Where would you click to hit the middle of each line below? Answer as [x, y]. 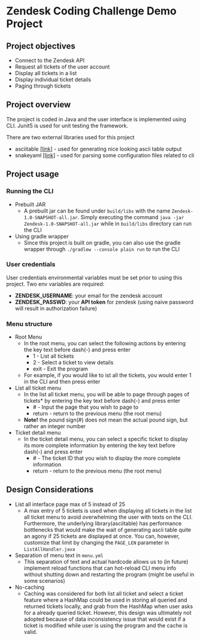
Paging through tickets [43, 86]
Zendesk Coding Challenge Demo [91, 11]
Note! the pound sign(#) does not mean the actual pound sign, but [106, 420]
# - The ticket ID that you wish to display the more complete [107, 458]
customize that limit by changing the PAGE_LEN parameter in [96, 542]
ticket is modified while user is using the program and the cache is [106, 625]
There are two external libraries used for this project [70, 137]
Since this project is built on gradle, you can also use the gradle [102, 243]
